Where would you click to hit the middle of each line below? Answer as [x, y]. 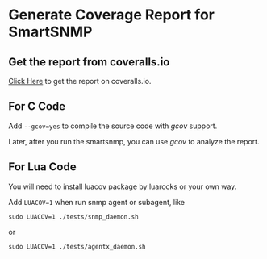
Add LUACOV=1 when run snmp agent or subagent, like [97, 202]
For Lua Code [42, 167]
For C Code [37, 107]
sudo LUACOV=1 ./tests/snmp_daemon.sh [73, 217]
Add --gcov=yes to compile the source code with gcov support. [113, 126]
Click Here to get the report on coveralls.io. [80, 81]
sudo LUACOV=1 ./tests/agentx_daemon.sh [77, 246]
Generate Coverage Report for [112, 15]
